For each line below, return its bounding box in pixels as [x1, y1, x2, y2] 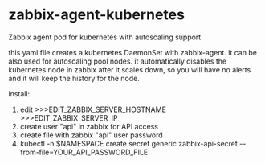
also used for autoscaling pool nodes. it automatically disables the [8, 56, 227, 66]
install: [8, 88, 31, 98]
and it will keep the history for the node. [8, 73, 141, 83]
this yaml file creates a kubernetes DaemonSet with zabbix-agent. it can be [8, 47, 257, 57]
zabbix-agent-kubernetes [8, 6, 185, 24]
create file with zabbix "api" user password [19, 130, 163, 140]
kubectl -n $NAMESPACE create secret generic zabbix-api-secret [19, 138, 238, 148]
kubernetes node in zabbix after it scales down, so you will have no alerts [8, 64, 251, 74]
